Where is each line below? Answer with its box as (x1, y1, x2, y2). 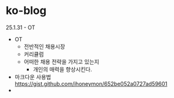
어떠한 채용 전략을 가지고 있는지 (23, 58, 99, 65)
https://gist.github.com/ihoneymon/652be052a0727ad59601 (14, 80, 168, 87)
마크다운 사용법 (14, 73, 51, 80)
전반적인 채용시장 (23, 43, 66, 50)
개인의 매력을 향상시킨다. (32, 65, 93, 73)
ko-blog (6, 4, 47, 18)
